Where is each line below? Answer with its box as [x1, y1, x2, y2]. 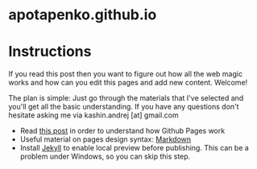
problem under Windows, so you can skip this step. [19, 151, 191, 162]
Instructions [8, 43, 92, 61]
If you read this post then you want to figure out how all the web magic [8, 69, 243, 79]
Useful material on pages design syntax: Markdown [19, 134, 192, 144]
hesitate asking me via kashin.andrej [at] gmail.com [8, 110, 179, 120]
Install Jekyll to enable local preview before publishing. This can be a [19, 143, 250, 153]
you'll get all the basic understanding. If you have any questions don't [8, 102, 239, 112]
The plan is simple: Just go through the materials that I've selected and [8, 93, 244, 103]
